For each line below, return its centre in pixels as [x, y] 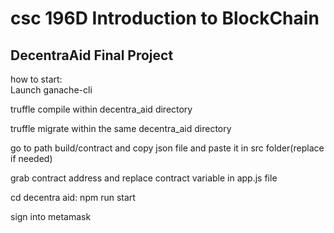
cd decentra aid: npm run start [73, 197]
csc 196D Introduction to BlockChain [165, 18]
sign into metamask [51, 216]
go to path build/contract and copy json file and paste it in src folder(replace [167, 148]
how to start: [36, 79]
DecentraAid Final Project [92, 55]
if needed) [31, 158]
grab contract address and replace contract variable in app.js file [144, 178]
